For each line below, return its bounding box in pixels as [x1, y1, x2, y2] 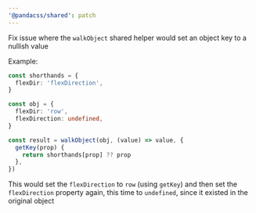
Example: [8, 56, 38, 66]
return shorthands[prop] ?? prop [22, 150, 132, 159]
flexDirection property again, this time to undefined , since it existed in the [8, 188, 249, 197]
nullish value [8, 41, 49, 51]
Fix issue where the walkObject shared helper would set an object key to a [8, 33, 247, 42]
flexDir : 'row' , [15, 107, 68, 116]
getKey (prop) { [15, 143, 65, 151]
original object [8, 197, 55, 206]
